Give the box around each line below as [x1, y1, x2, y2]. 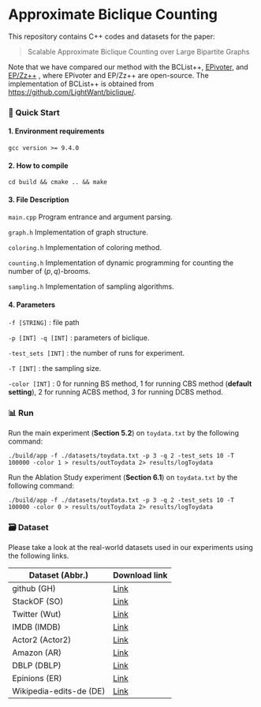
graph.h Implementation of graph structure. [8, 227, 148, 238]
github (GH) [12, 583, 57, 594]
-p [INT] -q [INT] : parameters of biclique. [8, 333, 150, 342]
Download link [113, 570, 168, 581]
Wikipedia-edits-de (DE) [12, 686, 106, 697]
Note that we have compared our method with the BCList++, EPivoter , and [8, 62, 248, 72]
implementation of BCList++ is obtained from [8, 79, 155, 88]
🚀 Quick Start [8, 107, 61, 118]
